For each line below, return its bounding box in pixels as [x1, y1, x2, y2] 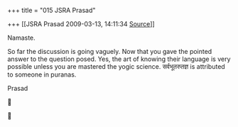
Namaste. [7, 33, 36, 42]
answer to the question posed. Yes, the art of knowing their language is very [7, 55, 231, 63]
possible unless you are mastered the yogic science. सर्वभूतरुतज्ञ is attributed [7, 62, 225, 70]
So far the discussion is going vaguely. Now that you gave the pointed [7, 48, 212, 55]
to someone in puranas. [7, 70, 77, 79]
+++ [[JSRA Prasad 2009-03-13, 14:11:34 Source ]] [7, 20, 155, 28]
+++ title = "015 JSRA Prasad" [7, 6, 96, 14]
